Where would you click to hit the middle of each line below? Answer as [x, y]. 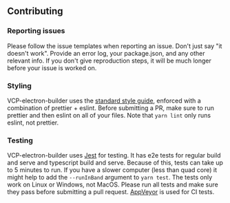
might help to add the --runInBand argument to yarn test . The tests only [110, 178]
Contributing [35, 11]
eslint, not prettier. [33, 122]
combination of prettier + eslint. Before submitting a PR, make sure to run [111, 108]
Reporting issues [36, 31]
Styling [20, 85]
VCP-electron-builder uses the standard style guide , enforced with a [104, 100]
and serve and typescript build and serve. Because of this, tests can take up [115, 163]
